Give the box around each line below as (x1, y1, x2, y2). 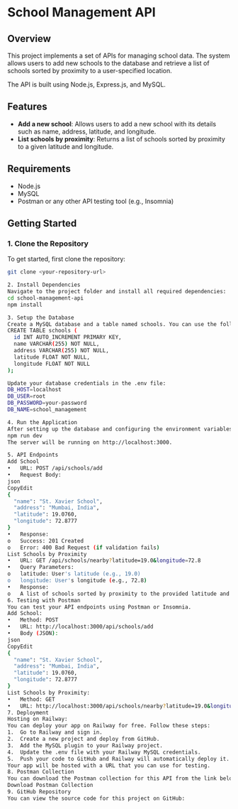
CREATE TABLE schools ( (7, 327, 78, 335)
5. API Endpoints (7, 452, 59, 459)
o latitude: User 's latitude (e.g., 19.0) (7, 570, 141, 577)
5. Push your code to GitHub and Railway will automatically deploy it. (7, 755, 230, 762)
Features (7, 101, 47, 113)
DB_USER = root (7, 393, 46, 400)
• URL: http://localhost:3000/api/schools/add (7, 623, 154, 631)
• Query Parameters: (7, 564, 74, 571)
